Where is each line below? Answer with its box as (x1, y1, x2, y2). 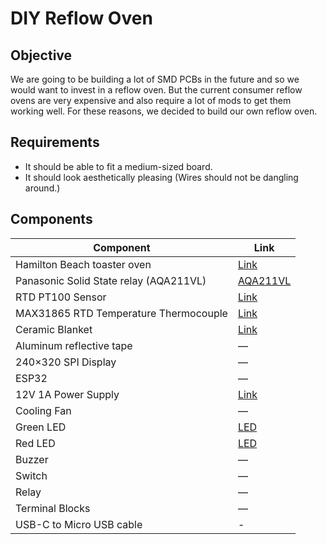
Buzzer (15, 452, 49, 466)
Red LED (15, 436, 56, 450)
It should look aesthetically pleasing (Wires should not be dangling (24, 171, 299, 183)
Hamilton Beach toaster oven (15, 257, 152, 271)
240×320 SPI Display (15, 355, 117, 369)
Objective (10, 47, 73, 64)
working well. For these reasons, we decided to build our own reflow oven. (10, 105, 318, 117)
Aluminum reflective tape (15, 338, 133, 352)
